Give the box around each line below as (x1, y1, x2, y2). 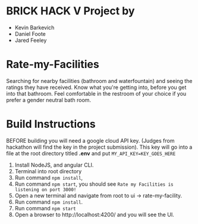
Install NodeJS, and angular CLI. (14, 161, 94, 168)
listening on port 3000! (14, 186, 77, 192)
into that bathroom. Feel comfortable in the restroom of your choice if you (6, 90, 187, 97)
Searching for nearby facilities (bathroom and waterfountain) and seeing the (6, 77, 193, 84)
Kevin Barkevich (14, 24, 55, 31)
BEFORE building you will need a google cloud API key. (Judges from (6, 137, 175, 144)
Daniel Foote (14, 30, 46, 37)
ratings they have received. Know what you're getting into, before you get (6, 84, 187, 91)
